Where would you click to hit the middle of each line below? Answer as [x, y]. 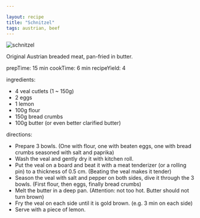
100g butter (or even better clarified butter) [68, 123]
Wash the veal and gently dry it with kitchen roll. [74, 159]
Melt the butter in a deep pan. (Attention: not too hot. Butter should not [102, 191]
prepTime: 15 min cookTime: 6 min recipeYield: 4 [66, 68]
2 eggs [23, 98]
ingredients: [21, 80]
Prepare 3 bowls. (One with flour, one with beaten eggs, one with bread [103, 146]
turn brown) [29, 197]
